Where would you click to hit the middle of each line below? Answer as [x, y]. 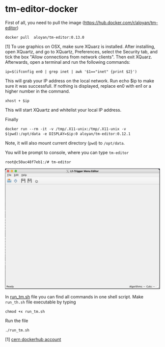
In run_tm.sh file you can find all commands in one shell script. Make [74, 297]
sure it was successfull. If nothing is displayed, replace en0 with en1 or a [78, 86]
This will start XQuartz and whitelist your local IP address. [63, 110]
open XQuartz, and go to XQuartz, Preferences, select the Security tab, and [82, 51]
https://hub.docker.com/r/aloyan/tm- [121, 23]
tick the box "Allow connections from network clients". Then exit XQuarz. [79, 57]
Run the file [17, 321]
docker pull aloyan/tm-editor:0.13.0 [45, 37]
